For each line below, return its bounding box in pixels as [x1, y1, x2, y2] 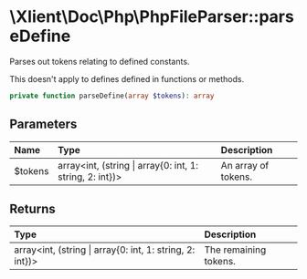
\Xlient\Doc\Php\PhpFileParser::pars [9, 6, 294, 27]
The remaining [204, 243, 267, 256]
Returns [9, 201, 57, 217]
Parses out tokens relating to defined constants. [9, 56, 190, 67]
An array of [220, 159, 270, 171]
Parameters [9, 117, 78, 132]
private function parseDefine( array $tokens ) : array [9, 91, 215, 100]
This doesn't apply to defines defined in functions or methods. [9, 73, 245, 84]
